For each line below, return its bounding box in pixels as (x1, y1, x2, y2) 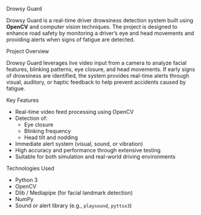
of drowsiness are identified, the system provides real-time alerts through (6, 72, 190, 79)
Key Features (6, 96, 39, 104)
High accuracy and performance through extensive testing (14, 147, 161, 154)
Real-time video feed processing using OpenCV (14, 108, 134, 115)
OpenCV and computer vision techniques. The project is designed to (6, 23, 178, 30)
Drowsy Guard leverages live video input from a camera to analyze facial (6, 60, 187, 66)
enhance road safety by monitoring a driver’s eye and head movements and (6, 30, 194, 37)
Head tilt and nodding (24, 134, 78, 141)
